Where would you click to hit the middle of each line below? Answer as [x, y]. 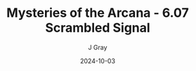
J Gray [98, 47]
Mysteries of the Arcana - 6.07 [98, 13]
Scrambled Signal [98, 28]
